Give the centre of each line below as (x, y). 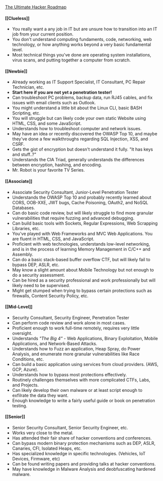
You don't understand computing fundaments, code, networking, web (82, 39)
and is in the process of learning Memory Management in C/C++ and (81, 249)
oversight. (22, 333)
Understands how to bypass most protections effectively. (69, 374)
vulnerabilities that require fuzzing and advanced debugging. (73, 218)
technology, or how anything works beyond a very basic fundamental (81, 45)
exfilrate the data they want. (40, 395)
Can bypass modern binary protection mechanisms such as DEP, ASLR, (84, 443)
